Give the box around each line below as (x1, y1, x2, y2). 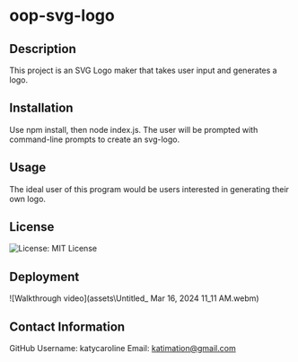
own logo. (9, 193, 47, 204)
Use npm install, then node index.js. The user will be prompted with (9, 124, 259, 135)
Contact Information (9, 319, 126, 334)
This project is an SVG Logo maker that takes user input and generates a (9, 65, 277, 75)
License (9, 219, 55, 234)
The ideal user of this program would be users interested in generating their (9, 183, 290, 194)
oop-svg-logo (9, 5, 115, 26)
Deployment (9, 269, 80, 284)
